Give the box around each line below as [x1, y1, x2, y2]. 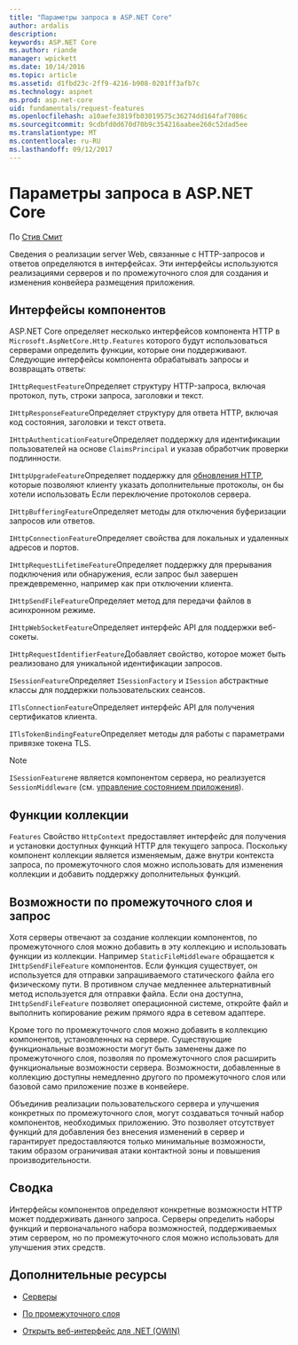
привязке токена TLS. [9, 738, 91, 749]
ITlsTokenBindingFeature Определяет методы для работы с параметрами [9, 728, 286, 739]
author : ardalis [9, 21, 69, 30]
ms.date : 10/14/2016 [9, 63, 86, 72]
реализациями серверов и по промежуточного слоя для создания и [9, 267, 269, 278]
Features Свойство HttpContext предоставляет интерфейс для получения [9, 831, 286, 842]
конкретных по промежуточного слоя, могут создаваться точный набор [9, 1108, 285, 1118]
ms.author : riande [9, 46, 77, 55]
